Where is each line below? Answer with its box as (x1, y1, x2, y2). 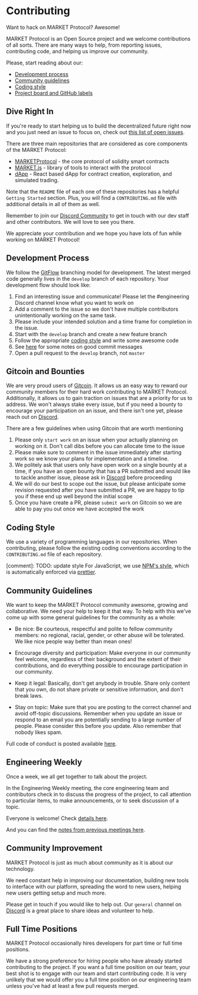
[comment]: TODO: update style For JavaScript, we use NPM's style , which (6, 562, 189, 570)
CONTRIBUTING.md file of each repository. (6, 551, 102, 558)
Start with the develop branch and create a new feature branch (14, 330, 167, 337)
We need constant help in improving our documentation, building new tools (6, 876, 189, 884)
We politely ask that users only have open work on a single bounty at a (14, 461, 187, 469)
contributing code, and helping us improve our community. (6, 47, 149, 54)
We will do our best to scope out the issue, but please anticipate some (14, 480, 186, 487)
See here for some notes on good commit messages (14, 343, 143, 350)
